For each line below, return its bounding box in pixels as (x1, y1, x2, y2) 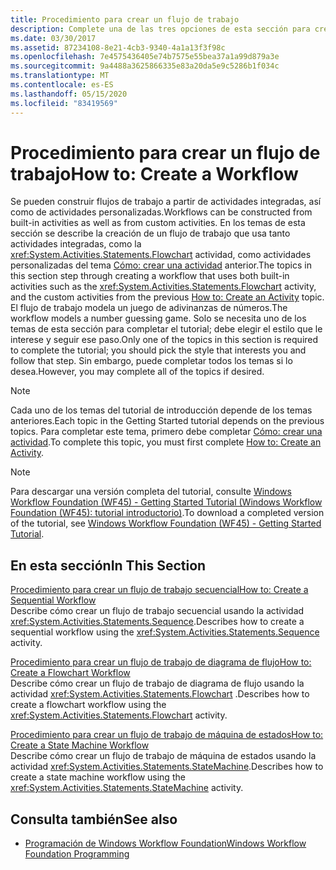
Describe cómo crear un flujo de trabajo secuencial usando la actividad (10, 605, 305, 617)
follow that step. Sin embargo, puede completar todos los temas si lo (10, 355, 293, 367)
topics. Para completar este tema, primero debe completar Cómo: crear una (10, 426, 323, 438)
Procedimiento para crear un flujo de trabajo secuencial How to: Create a (10, 584, 309, 596)
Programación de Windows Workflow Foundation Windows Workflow (24, 837, 307, 850)
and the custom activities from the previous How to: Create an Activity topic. (10, 291, 325, 303)
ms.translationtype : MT (10, 71, 110, 81)
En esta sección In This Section (10, 557, 207, 574)
